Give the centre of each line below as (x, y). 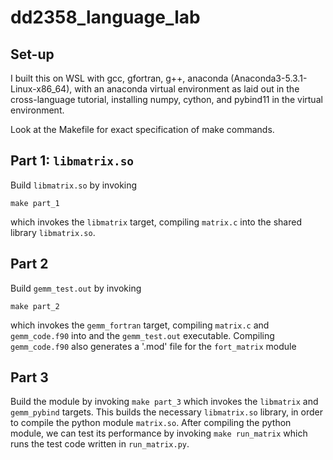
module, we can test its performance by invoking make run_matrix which (159, 433)
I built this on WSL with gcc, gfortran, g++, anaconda (119, 78)
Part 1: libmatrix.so (72, 161)
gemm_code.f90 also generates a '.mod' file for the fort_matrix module (153, 346)
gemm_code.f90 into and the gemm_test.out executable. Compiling (142, 335)
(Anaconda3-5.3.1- (269, 78)
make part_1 (35, 203)
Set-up (32, 54)
